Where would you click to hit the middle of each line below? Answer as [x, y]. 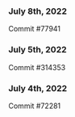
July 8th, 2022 [37, 11]
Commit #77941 [35, 29]
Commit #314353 [37, 67]
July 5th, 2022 [37, 50]
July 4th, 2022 [38, 88]
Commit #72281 [35, 106]
